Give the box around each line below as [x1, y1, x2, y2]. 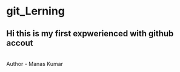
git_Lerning [6, 4, 65, 18]
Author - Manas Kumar [6, 61, 64, 67]
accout [6, 38, 33, 48]
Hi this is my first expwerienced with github [6, 28, 174, 39]
